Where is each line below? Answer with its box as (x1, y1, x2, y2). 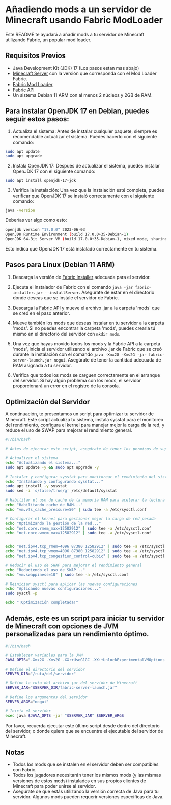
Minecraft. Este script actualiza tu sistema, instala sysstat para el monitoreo (5, 417, 164, 423)
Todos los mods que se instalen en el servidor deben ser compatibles (12, 761, 159, 767)
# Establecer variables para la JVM (5, 653, 83, 658)
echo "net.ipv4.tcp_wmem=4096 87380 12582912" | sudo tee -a (5, 549, 138, 554)
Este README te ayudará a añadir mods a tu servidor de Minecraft (5, 31, 145, 37)
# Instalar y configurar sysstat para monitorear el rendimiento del (5, 474, 156, 479)
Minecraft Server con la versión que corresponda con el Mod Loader (12, 70, 157, 76)
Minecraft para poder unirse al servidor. (12, 783, 96, 789)
